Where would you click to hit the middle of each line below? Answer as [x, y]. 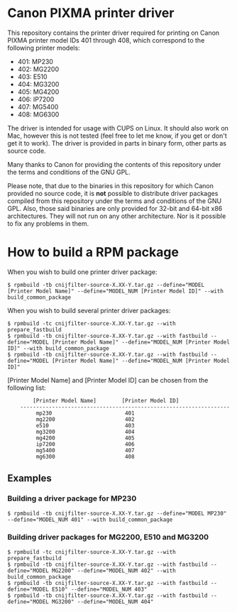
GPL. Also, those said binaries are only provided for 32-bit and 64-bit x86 [115, 208]
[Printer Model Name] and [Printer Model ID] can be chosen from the [108, 380]
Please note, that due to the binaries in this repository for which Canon [111, 185]
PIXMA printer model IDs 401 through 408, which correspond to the [106, 40]
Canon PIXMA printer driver [91, 13]
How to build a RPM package [93, 252]
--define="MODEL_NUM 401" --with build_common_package [90, 520]
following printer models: [44, 48]
